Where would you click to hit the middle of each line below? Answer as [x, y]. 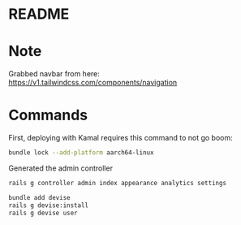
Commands [48, 115]
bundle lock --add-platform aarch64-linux [81, 153]
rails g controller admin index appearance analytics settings [118, 183]
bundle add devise [39, 197]
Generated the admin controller [61, 168]
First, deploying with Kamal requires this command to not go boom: [120, 138]
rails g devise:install [49, 205]
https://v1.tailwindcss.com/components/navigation [93, 83]
